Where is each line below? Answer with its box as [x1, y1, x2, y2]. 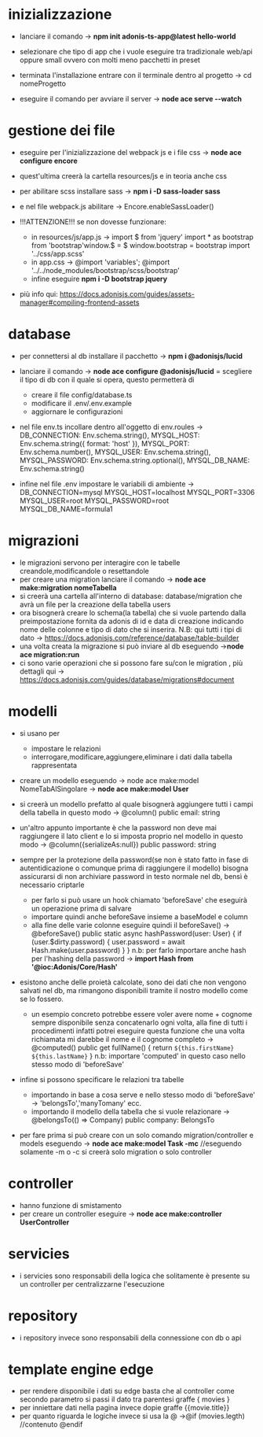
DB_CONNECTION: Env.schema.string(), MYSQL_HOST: [19, 430, 200, 440]
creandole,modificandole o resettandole [19, 566, 149, 575]
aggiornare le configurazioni [31, 407, 123, 416]
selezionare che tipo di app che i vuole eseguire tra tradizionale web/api [19, 46, 253, 56]
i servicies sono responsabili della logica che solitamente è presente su [19, 1271, 250, 1280]
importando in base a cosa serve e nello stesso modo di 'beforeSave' [31, 1090, 256, 1099]
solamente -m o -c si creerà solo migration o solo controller [19, 1147, 212, 1156]
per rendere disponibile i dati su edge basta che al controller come [19, 1387, 235, 1396]
